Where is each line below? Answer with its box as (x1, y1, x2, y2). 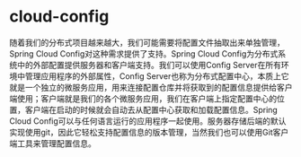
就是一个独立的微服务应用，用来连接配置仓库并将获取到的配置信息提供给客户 (9, 82, 293, 92)
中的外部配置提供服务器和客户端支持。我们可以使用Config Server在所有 (16, 59, 281, 70)
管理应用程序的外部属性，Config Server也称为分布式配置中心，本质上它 (24, 70, 289, 82)
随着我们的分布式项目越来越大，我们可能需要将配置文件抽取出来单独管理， (9, 37, 285, 48)
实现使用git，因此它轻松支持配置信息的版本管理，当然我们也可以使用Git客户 (9, 126, 289, 137)
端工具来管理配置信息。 (9, 137, 96, 149)
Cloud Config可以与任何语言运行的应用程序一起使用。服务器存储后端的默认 (9, 115, 287, 126)
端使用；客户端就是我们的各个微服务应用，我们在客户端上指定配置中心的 (9, 92, 277, 104)
